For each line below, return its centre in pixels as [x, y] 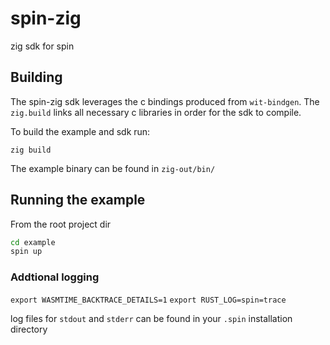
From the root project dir [61, 224]
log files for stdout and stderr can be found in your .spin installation [151, 318]
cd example [33, 242]
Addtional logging [55, 277]
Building [36, 77]
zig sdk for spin [42, 46]
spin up [26, 252]
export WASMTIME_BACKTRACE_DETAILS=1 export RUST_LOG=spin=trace [148, 300]
